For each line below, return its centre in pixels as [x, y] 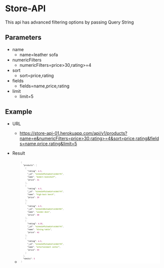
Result [19, 153]
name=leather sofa [39, 54]
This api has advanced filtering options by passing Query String [69, 22]
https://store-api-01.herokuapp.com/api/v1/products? [73, 133]
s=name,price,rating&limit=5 [48, 143]
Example [19, 112]
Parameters [23, 38]
